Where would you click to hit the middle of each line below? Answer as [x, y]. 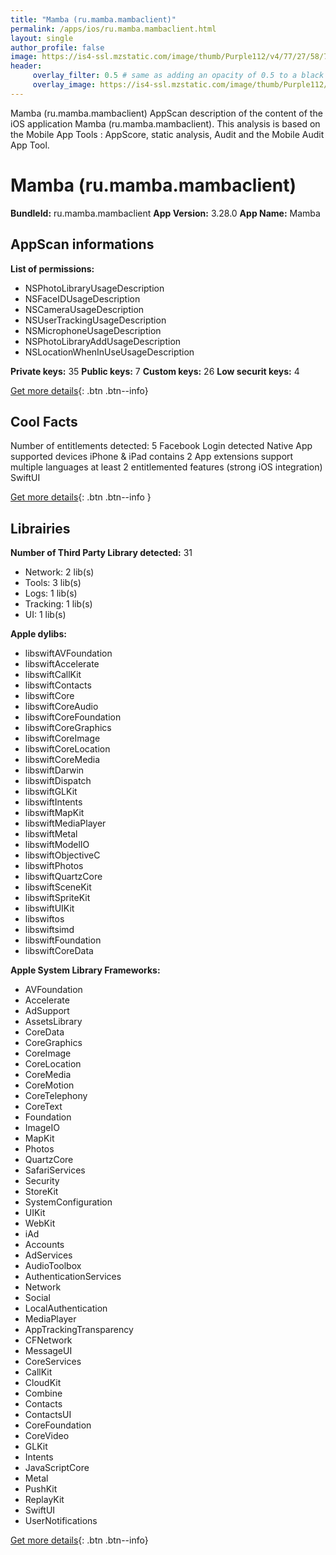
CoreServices [53, 1362]
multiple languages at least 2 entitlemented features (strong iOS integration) [166, 467]
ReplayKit [44, 1500]
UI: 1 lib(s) [45, 615]
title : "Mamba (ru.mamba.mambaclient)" [93, 19]
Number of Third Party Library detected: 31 [101, 553]
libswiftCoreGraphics [68, 728]
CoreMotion [49, 1085]
